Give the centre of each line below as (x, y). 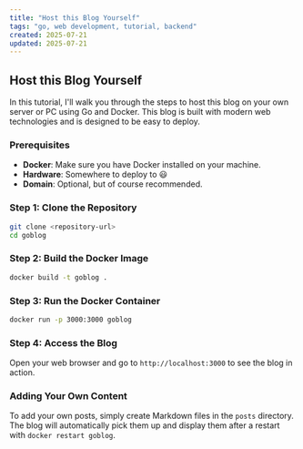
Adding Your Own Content (68, 395)
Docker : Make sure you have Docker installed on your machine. (141, 165)
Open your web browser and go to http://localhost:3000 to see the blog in (151, 363)
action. (22, 372)
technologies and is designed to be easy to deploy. (105, 122)
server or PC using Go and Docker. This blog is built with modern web (140, 112)
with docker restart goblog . (63, 435)
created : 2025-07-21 (49, 35)
